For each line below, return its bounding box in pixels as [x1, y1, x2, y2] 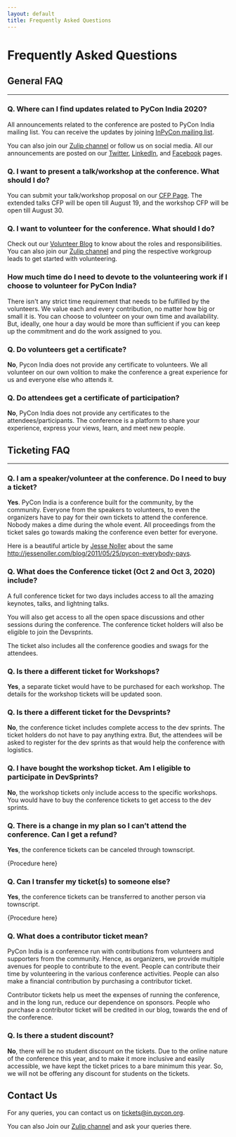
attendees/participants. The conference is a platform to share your [7, 417, 200, 425]
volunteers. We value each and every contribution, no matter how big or [7, 304, 216, 313]
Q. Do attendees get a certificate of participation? [7, 393, 180, 402]
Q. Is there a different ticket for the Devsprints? [7, 707, 171, 717]
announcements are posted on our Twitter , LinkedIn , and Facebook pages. [7, 148, 223, 157]
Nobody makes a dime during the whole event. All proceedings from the [7, 521, 216, 529]
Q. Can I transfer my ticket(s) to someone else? [7, 877, 171, 887]
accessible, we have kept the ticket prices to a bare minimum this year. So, [7, 1062, 223, 1070]
